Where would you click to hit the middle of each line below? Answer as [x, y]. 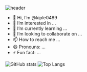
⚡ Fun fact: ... [27, 52]
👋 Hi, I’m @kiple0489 [35, 17]
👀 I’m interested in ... [34, 23]
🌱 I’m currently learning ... [40, 28]
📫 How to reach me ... [36, 40]
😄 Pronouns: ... [29, 47]
